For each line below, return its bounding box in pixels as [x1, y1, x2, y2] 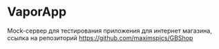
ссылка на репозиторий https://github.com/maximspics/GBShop [7, 33, 193, 42]
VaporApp [7, 4, 67, 20]
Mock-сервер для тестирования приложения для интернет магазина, [7, 27, 212, 35]
